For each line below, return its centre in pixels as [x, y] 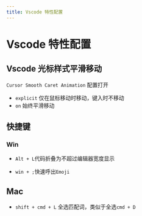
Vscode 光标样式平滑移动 [54, 69]
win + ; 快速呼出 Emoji [42, 172]
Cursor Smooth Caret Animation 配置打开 [57, 85]
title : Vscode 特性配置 [34, 12]
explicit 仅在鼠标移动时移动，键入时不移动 [70, 98]
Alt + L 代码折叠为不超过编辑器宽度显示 [65, 159]
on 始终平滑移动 [35, 106]
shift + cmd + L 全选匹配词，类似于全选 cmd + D [75, 207]
